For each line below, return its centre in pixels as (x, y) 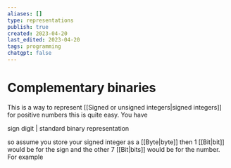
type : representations (40, 20)
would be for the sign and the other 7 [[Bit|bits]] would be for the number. (114, 149)
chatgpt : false (30, 53)
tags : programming (34, 46)
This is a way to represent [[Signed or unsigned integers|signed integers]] (114, 107)
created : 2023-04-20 (38, 33)
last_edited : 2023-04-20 (44, 40)
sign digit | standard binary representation (68, 128)
